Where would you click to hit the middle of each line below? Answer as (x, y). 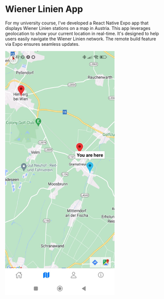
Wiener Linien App (44, 9)
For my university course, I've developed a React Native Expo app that (77, 23)
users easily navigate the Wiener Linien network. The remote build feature (81, 39)
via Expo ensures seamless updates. (43, 44)
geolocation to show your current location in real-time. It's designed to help (82, 33)
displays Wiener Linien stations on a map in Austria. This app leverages (78, 28)
